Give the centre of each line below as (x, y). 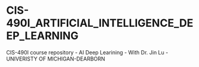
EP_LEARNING (42, 36)
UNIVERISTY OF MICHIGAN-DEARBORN (56, 59)
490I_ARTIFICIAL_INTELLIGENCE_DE (100, 23)
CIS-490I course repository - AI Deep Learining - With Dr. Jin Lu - (87, 52)
